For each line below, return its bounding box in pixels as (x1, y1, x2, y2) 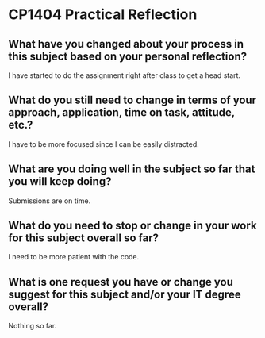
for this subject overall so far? (8, 232, 159, 245)
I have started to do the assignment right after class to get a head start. (8, 71, 240, 80)
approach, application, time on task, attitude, (8, 106, 236, 120)
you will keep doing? (8, 175, 112, 188)
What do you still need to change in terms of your (8, 94, 256, 107)
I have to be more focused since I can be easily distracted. (8, 139, 200, 148)
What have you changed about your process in (8, 37, 244, 51)
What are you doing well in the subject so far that (8, 163, 255, 176)
